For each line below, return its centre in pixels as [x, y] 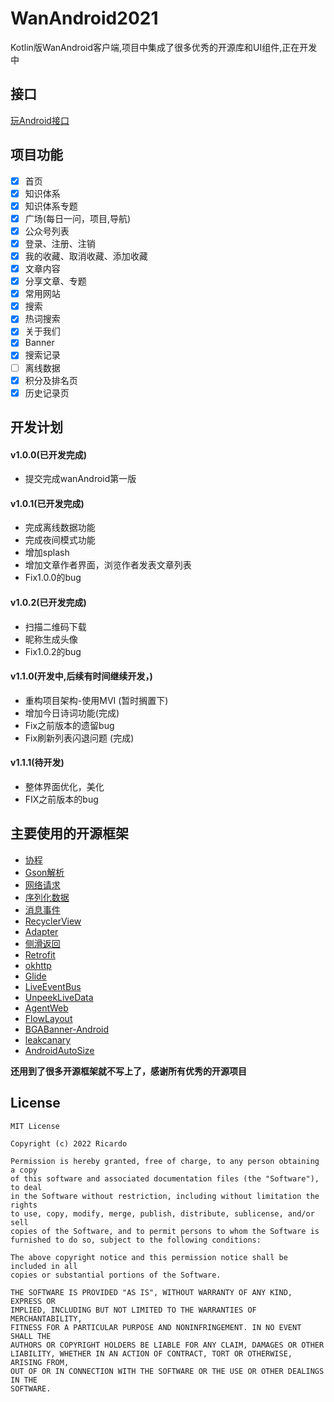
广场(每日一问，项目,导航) [78, 218]
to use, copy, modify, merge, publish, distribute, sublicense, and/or [162, 1213]
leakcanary [48, 1039]
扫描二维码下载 [55, 626]
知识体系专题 [51, 206]
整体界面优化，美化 [64, 787]
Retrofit [40, 954]
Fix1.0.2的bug [53, 651]
